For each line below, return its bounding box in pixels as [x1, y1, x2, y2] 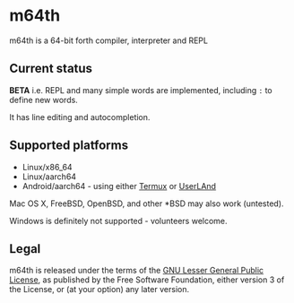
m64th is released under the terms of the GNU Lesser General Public [9, 265, 264, 276]
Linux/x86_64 [22, 161, 73, 172]
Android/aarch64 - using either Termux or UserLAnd [22, 180, 217, 191]
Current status [9, 61, 92, 76]
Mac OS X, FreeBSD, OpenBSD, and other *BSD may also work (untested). [9, 198, 284, 209]
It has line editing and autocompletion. [9, 111, 151, 122]
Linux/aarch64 [22, 171, 77, 182]
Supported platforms [9, 138, 128, 153]
